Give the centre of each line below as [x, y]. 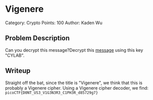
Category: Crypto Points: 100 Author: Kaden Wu [54, 23]
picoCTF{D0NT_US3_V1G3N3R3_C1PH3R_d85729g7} [52, 93]
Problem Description [38, 38]
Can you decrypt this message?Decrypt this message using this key [74, 50]
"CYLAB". [15, 55]
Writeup [18, 71]
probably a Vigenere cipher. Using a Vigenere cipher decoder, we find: [77, 88]
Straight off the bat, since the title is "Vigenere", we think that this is [74, 83]
